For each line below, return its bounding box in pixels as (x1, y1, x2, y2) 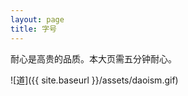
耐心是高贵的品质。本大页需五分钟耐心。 (10, 52, 177, 65)
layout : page (10, 14, 65, 25)
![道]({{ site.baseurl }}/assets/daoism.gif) (10, 74, 179, 86)
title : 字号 (10, 24, 57, 34)
